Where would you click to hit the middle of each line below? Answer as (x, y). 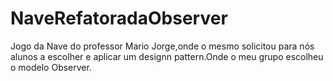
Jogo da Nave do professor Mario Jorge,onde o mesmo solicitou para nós (162, 46)
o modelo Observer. (51, 67)
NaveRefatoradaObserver (119, 18)
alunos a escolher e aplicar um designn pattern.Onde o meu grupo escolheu (167, 56)
